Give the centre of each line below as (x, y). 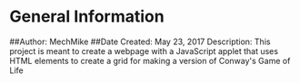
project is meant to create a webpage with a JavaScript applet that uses (144, 51)
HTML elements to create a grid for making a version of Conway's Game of (150, 60)
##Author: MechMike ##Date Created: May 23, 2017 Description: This (140, 41)
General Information (87, 17)
